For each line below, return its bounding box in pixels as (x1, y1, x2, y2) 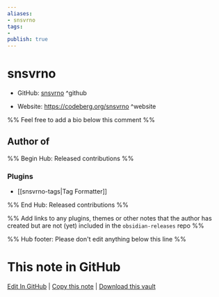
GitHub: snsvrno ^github (17, 89, 87, 97)
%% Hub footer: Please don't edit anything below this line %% (7, 235, 186, 244)
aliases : (7, 10, 33, 17)
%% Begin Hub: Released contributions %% (7, 154, 134, 162)
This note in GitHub (7, 260, 121, 275)
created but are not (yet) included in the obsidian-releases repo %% (7, 221, 204, 230)
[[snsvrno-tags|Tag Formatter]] (17, 187, 108, 196)
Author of (7, 136, 50, 148)
